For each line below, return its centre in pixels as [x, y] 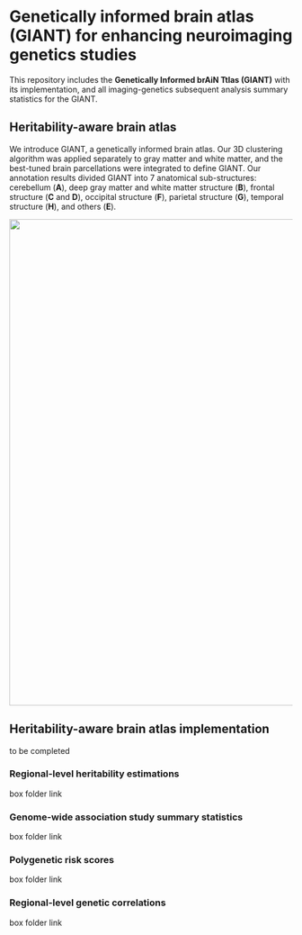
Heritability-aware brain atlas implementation [139, 729]
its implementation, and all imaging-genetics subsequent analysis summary [149, 89]
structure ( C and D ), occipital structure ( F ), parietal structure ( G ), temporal [147, 196]
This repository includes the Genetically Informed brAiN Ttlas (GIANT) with [150, 79]
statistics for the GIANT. [53, 99]
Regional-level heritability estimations [94, 774]
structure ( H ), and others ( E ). [63, 206]
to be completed [40, 750]
